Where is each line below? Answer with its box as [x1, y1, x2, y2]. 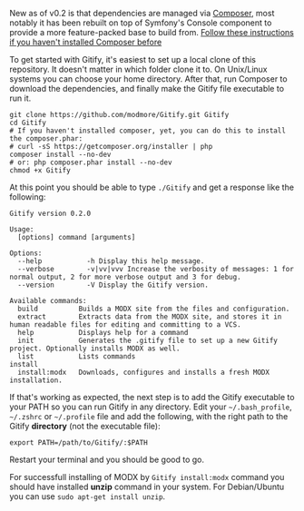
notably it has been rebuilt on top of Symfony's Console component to [9, 17, 272, 28]
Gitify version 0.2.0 [9, 209, 92, 218]
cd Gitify [9, 118, 47, 127]
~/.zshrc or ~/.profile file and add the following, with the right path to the [9, 411, 289, 421]
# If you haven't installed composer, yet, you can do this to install [9, 126, 286, 135]
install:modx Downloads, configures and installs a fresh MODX [17, 368, 270, 377]
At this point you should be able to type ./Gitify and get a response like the [9, 182, 295, 192]
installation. [9, 376, 64, 385]
